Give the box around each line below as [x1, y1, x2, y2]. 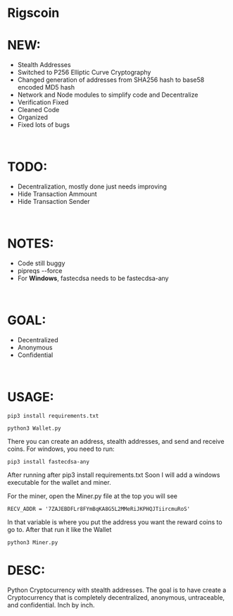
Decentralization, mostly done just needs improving [17, 182, 167, 191]
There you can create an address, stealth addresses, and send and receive [7, 437, 225, 445]
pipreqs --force [17, 267, 63, 274]
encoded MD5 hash [17, 83, 75, 92]
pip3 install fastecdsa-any [7, 458, 90, 465]
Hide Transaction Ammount [17, 190, 97, 198]
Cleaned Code [17, 106, 60, 114]
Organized [17, 113, 48, 121]
